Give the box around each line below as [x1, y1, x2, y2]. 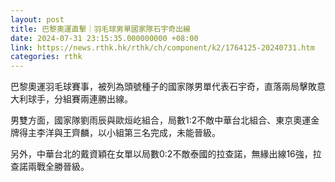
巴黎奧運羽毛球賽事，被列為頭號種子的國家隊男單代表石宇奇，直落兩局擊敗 [10, 81, 317, 93]
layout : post [10, 14, 65, 25]
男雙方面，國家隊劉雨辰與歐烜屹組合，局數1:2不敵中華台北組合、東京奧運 [10, 114, 312, 126]
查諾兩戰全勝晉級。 [10, 161, 90, 173]
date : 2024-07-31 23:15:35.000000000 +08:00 [10, 33, 199, 43]
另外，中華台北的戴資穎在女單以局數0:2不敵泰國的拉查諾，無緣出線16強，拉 [10, 148, 322, 160]
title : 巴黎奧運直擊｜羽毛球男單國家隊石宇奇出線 [10, 24, 191, 34]
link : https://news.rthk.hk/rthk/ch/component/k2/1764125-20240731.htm [10, 42, 315, 53]
